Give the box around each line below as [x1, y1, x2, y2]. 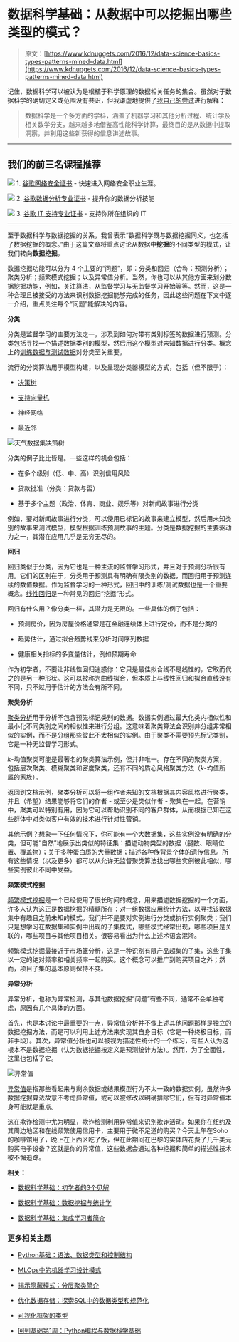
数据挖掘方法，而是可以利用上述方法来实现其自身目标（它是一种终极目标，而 [7, 1027, 232, 1036]
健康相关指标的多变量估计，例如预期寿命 [17, 649, 137, 658]
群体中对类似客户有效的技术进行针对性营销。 [13, 814, 144, 823]
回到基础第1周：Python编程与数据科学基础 [17, 1326, 142, 1335]
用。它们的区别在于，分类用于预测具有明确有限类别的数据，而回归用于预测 [7, 571, 225, 579]
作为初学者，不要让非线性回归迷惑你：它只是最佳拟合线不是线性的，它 [7, 664, 213, 673]
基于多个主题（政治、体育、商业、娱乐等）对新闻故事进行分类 [17, 499, 199, 507]
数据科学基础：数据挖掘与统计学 [17, 1198, 112, 1207]
